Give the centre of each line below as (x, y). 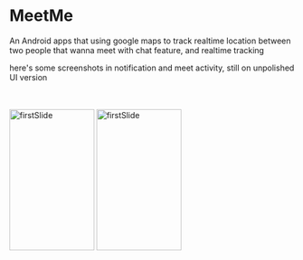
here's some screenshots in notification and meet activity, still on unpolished (152, 68)
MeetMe (42, 16)
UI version (28, 77)
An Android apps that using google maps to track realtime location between (150, 41)
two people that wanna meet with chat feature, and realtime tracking (137, 50)
